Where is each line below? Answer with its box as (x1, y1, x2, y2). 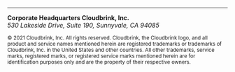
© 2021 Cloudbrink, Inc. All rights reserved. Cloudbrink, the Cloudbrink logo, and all (7, 35, 208, 42)
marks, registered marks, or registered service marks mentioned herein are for (7, 53, 196, 60)
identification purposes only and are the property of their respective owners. (7, 59, 191, 66)
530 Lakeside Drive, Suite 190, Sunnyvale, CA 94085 (7, 21, 159, 29)
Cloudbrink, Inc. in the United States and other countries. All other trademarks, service (7, 46, 215, 53)
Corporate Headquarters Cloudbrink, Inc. (7, 14, 129, 21)
